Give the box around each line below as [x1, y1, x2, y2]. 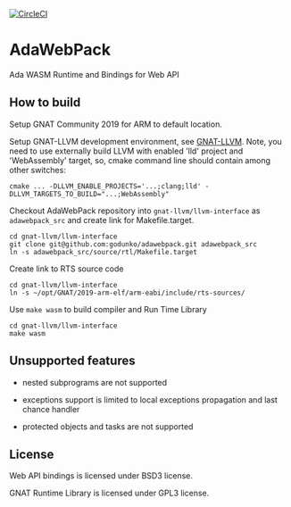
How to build [9, 95, 81, 111]
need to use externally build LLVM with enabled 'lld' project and [9, 145, 244, 156]
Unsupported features [9, 353, 136, 369]
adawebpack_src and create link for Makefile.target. [9, 214, 195, 225]
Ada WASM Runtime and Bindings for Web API [9, 69, 180, 79]
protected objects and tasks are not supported [21, 420, 194, 432]
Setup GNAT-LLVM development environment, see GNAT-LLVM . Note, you [9, 136, 283, 146]
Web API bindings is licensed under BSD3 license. [9, 470, 194, 481]
